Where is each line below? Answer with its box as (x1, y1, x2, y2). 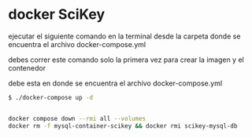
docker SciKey (8, 5, 106, 24)
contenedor (8, 63, 46, 72)
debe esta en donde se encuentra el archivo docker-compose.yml (8, 78, 223, 88)
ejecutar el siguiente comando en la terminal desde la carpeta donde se (8, 31, 241, 41)
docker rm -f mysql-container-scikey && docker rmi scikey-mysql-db (8, 122, 238, 130)
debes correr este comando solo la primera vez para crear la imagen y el (8, 55, 244, 64)
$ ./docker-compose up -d (8, 93, 93, 101)
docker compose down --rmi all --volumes (8, 114, 146, 122)
